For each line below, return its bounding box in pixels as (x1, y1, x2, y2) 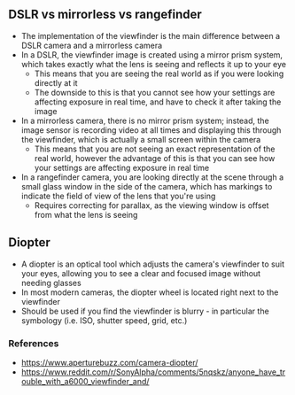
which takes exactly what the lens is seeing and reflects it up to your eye (20, 58, 287, 69)
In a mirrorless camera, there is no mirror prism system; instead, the (20, 115, 269, 126)
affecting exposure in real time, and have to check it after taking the (34, 97, 282, 107)
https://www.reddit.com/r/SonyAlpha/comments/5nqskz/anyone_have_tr (20, 367, 286, 377)
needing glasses (20, 277, 82, 288)
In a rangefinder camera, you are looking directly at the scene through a (20, 172, 284, 182)
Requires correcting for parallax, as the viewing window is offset (34, 199, 269, 211)
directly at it (34, 77, 78, 88)
